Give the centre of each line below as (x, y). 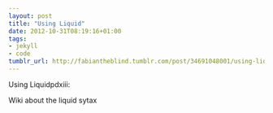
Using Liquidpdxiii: (39, 84)
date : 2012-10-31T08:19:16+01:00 (65, 31)
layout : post (30, 16)
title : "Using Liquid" (47, 24)
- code (19, 54)
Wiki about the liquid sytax (53, 100)
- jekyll (23, 46)
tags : (17, 39)
